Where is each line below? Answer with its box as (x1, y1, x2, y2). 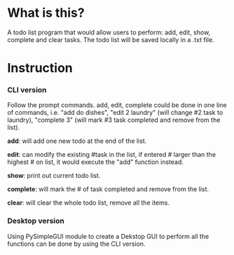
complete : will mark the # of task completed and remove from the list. (7, 185, 209, 193)
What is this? (7, 5, 85, 21)
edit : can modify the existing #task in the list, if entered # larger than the (7, 151, 216, 159)
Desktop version (7, 216, 64, 226)
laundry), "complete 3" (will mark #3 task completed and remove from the (7, 116, 221, 124)
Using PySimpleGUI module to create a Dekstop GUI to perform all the (7, 232, 209, 240)
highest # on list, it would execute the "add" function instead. (7, 158, 184, 166)
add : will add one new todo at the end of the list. (7, 137, 147, 145)
